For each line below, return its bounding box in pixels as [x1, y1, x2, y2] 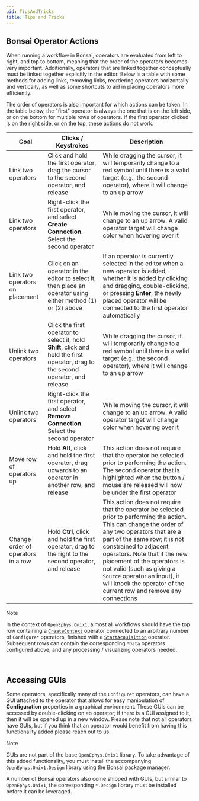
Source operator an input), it [102, 572, 179, 581]
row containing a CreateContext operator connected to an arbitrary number [6, 627, 189, 635]
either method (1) [47, 297, 97, 305]
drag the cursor [47, 166, 91, 175]
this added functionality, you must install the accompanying [6, 758, 152, 765]
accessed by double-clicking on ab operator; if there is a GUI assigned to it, [6, 709, 191, 717]
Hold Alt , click [47, 444, 87, 452]
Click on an [47, 259, 79, 268]
